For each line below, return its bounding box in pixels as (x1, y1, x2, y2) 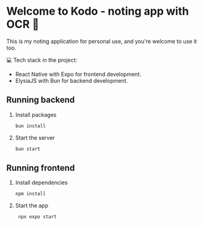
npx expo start (18, 214, 57, 220)
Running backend (6, 95, 75, 105)
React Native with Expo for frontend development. (15, 70, 142, 78)
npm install (15, 191, 46, 197)
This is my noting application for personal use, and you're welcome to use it (6, 37, 197, 45)
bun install (15, 122, 46, 129)
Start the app (15, 202, 49, 209)
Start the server (15, 134, 55, 141)
